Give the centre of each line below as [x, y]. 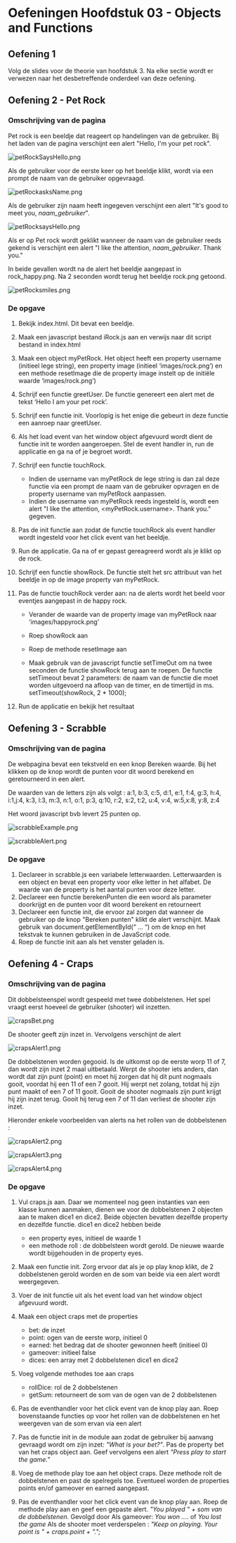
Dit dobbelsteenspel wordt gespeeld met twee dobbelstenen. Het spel [109, 999]
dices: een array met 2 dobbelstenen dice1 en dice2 [103, 1360]
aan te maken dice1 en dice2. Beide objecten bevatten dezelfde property [123, 1217]
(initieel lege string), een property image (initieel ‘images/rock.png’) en [120, 366]
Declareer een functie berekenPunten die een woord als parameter [114, 897]
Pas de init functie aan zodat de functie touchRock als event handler [117, 530]
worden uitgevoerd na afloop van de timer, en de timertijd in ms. [121, 685]
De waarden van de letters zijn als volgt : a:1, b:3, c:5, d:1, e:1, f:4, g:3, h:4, [115, 792]
